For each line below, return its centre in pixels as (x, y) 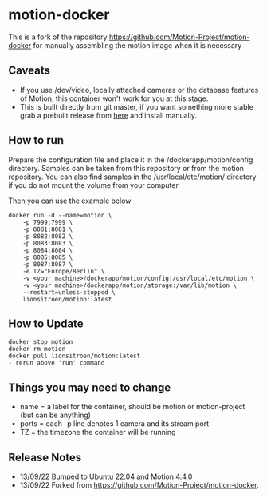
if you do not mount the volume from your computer (94, 185)
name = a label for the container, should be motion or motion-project (132, 407)
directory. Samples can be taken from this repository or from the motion (126, 168)
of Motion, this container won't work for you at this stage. (114, 98)
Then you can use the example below (70, 201)
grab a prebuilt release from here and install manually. (108, 115)
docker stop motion (41, 342)
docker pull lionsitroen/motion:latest (75, 356)
